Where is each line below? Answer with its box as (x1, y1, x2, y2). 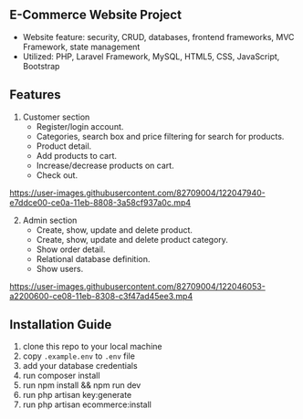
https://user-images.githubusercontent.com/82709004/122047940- (9, 187, 266, 198)
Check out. (36, 169, 78, 181)
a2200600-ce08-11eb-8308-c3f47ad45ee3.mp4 (9, 290, 193, 301)
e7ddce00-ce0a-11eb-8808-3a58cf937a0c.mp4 (9, 196, 192, 208)
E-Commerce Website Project (9, 7, 183, 23)
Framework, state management (22, 41, 141, 52)
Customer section (22, 111, 90, 122)
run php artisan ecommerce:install (22, 399, 152, 410)
